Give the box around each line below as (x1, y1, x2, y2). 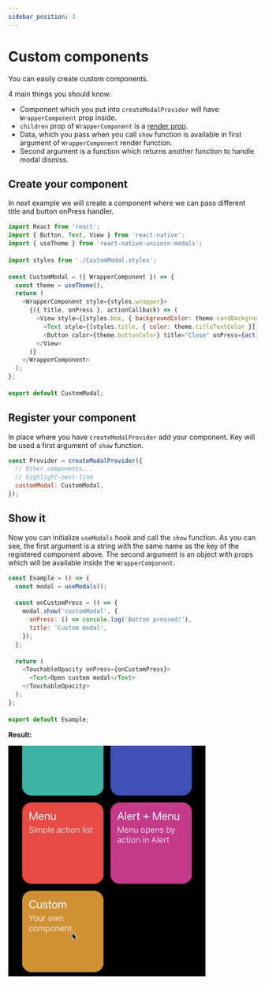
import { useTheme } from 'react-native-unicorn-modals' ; (8, 240, 203, 248)
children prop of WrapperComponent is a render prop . (19, 121, 188, 130)
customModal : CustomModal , (15, 482, 104, 490)
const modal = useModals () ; (15, 582, 108, 591)
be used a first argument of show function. (8, 440, 144, 450)
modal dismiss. (19, 155, 69, 164)
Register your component (8, 411, 136, 425)
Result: (8, 729, 32, 739)
